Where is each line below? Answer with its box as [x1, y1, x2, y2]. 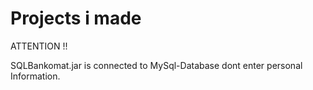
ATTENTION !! [10, 40, 68, 52]
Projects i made [10, 7, 142, 30]
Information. [10, 70, 61, 82]
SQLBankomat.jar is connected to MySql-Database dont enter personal [10, 59, 303, 71]
